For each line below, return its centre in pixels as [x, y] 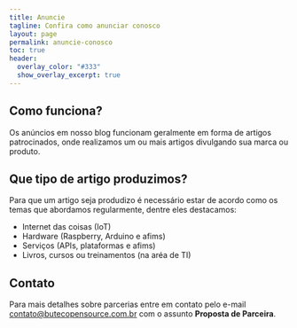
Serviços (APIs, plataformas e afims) [89, 246]
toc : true [27, 51]
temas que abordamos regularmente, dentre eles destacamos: [123, 210]
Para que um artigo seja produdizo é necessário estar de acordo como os [144, 200]
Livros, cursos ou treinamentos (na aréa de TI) [106, 255]
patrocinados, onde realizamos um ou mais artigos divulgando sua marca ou [149, 142]
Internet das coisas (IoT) [66, 227]
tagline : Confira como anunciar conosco [85, 26]
